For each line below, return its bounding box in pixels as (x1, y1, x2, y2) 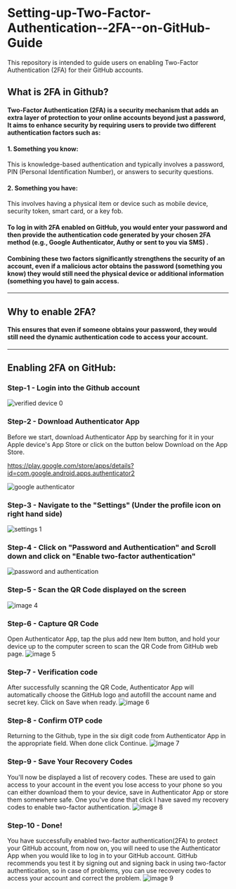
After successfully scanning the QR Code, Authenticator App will (7, 683, 195, 692)
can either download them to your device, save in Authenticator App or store (7, 787, 229, 796)
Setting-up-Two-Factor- (7, 5, 152, 21)
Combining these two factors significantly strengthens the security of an (7, 254, 225, 262)
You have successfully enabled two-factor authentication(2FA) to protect (7, 837, 218, 845)
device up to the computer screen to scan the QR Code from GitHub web (7, 642, 218, 650)
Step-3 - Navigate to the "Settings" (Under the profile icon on (7, 500, 221, 510)
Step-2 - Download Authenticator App (7, 417, 140, 427)
